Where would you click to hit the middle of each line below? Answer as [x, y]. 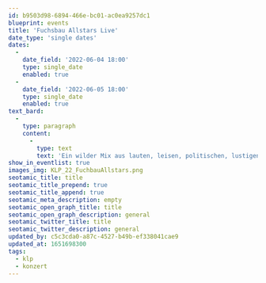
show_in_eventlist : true [49, 163]
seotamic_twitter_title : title [60, 222]
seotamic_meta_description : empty [65, 200]
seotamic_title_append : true [56, 192]
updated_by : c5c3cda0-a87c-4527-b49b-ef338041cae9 [93, 237]
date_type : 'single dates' [53, 38]
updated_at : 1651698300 [47, 244]
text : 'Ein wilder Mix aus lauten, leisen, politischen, [132, 155]
